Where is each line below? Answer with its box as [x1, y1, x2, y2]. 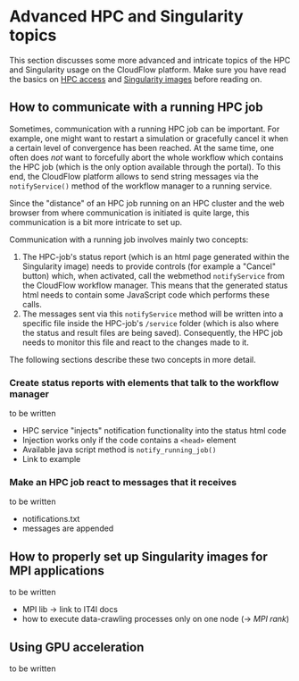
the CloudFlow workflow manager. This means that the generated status [21, 280, 288, 290]
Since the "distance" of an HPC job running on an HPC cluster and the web [9, 198, 285, 208]
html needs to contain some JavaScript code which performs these [21, 289, 270, 300]
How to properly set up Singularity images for [9, 549, 268, 564]
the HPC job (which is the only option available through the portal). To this [9, 161, 281, 172]
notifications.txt [21, 514, 80, 525]
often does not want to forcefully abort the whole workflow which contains [9, 152, 284, 163]
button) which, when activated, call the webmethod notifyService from [21, 270, 286, 281]
